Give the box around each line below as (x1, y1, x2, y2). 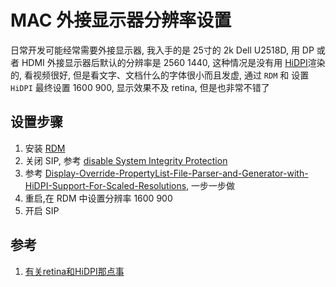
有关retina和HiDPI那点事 (24, 265, 125, 277)
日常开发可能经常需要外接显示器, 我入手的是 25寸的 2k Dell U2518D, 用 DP (10, 44, 315, 56)
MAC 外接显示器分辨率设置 (10, 9, 232, 32)
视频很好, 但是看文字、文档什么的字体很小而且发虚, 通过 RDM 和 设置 (32, 69, 310, 81)
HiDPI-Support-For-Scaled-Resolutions (24, 179, 187, 191)
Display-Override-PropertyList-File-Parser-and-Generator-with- (44, 167, 309, 179)
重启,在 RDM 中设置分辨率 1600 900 (24, 192, 173, 204)
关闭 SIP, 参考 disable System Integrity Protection (24, 154, 228, 166)
